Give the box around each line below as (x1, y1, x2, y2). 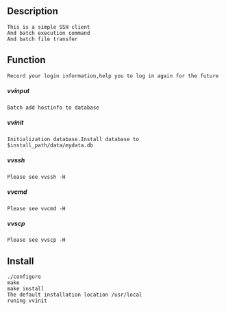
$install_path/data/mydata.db (7, 142, 94, 149)
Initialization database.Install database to (7, 136, 139, 142)
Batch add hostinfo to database (7, 104, 99, 111)
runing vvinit (7, 297, 48, 304)
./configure (7, 273, 41, 280)
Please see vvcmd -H (7, 205, 66, 212)
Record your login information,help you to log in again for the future (7, 72, 219, 79)
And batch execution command (7, 29, 90, 36)
